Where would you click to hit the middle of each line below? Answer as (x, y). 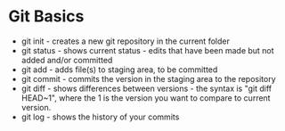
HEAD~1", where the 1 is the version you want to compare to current (146, 98)
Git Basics (46, 16)
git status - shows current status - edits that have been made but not (147, 50)
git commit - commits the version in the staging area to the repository (149, 78)
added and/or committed (67, 60)
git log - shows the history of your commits (100, 117)
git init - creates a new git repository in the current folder (126, 41)
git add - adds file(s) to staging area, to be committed (119, 70)
